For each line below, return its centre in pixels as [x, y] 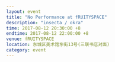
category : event [26, 50]
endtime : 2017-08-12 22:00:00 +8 [47, 34]
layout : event [24, 12]
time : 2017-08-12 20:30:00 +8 [44, 28]
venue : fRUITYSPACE [30, 39]
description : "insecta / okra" [45, 22]
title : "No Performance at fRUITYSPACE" [57, 17]
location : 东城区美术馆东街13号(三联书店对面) [58, 45]
